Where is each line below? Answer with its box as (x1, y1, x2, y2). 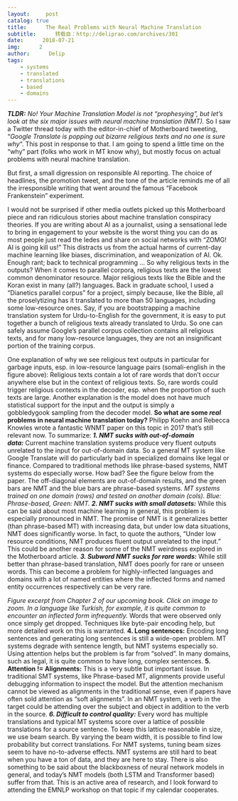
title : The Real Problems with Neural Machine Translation (7, 24, 202, 31)
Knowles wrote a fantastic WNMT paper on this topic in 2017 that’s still (7, 423, 214, 432)
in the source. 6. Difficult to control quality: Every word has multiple (7, 710, 208, 718)
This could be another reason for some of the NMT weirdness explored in (7, 544, 222, 553)
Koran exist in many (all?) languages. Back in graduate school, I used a (7, 281, 215, 289)
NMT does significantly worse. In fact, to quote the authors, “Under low (7, 529, 217, 538)
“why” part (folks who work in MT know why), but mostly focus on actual (7, 148, 221, 156)
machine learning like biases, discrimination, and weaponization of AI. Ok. (7, 251, 224, 259)
